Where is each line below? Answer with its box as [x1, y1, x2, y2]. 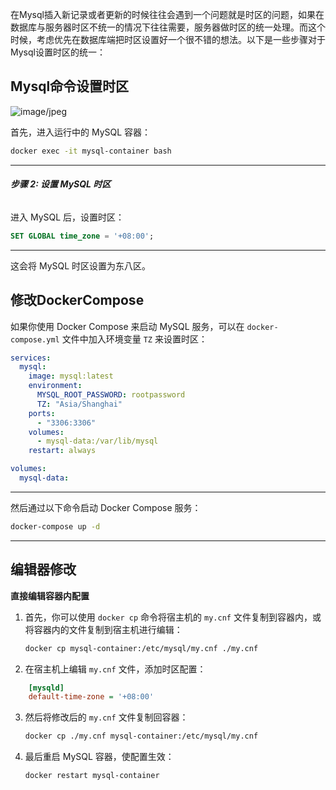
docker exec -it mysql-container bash [10, 146, 172, 156]
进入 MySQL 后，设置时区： [10, 211, 125, 223]
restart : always [28, 446, 97, 456]
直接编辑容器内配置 [10, 589, 90, 602]
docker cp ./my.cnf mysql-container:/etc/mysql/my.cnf [24, 731, 259, 742]
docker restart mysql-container [24, 771, 160, 781]
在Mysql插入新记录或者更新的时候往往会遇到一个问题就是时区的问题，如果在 [10, 9, 325, 20]
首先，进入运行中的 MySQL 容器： [10, 126, 152, 138]
